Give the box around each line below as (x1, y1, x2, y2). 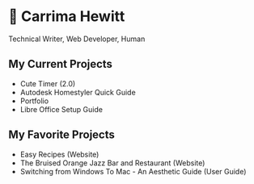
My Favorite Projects (8, 128, 115, 142)
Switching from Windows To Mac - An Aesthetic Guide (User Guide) (19, 166, 247, 176)
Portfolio (19, 96, 49, 106)
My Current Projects (8, 57, 113, 71)
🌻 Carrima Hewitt (8, 7, 125, 26)
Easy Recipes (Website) (19, 149, 99, 159)
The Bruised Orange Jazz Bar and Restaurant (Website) (19, 157, 205, 168)
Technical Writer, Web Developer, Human (8, 34, 146, 44)
